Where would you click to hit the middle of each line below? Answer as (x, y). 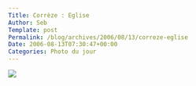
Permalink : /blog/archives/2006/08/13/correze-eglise (98, 37)
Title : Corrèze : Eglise (49, 15)
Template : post (33, 30)
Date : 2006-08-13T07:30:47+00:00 (63, 45)
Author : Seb (28, 23)
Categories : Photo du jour (52, 52)
